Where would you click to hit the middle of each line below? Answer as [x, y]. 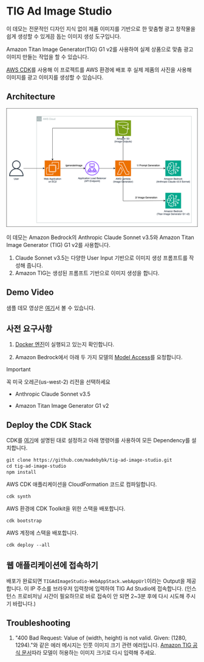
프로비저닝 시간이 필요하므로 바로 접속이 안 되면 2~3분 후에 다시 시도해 [101, 596]
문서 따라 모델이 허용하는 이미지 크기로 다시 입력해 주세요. [89, 652]
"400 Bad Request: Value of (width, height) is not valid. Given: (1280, [101, 638]
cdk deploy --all [28, 545]
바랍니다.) [24, 604]
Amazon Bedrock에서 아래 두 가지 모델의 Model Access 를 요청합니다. [99, 357]
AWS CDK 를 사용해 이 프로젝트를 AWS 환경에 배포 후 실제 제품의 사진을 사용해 [99, 69]
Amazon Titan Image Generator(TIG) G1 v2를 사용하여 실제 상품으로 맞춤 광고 [100, 49]
